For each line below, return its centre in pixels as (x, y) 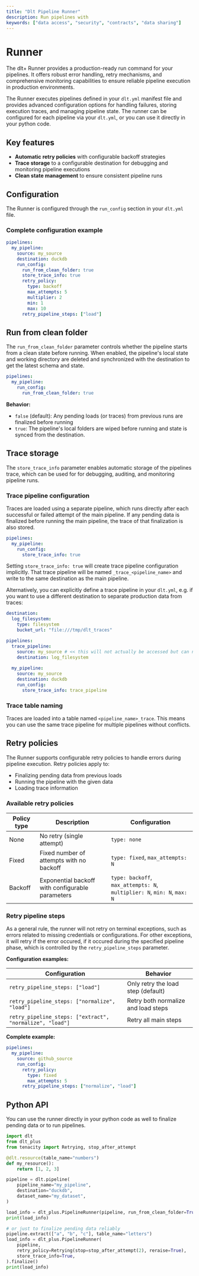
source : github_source (45, 1059)
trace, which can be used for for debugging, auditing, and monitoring (90, 474)
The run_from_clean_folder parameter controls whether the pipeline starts (97, 347)
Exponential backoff (67, 880)
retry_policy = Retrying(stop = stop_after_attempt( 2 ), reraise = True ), (102, 1251)
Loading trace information (46, 788)
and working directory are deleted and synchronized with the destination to (98, 360)
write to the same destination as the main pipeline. (68, 579)
